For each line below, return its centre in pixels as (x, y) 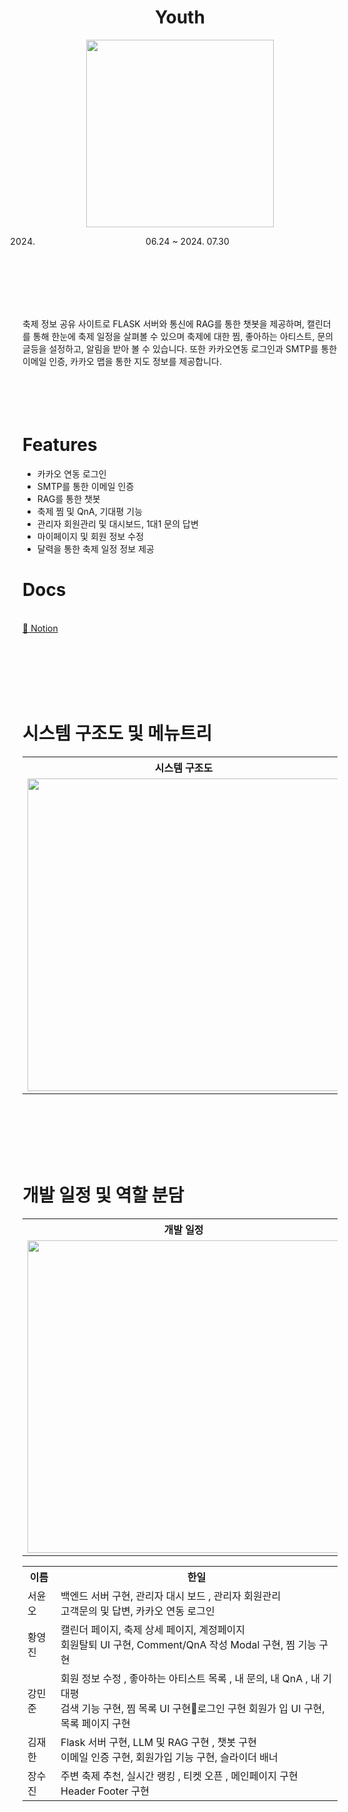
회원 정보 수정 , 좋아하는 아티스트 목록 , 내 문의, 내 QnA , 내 (190, 1678)
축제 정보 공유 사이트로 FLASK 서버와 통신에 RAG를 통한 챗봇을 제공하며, (163, 323)
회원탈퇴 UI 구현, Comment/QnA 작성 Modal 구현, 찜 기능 (188, 1644)
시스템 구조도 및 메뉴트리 (117, 733)
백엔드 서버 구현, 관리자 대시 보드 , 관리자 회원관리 (171, 1596)
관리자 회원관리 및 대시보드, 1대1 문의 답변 (117, 523)
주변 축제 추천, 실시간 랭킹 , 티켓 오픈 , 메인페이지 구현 (179, 1776)
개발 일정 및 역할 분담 (103, 1195)
